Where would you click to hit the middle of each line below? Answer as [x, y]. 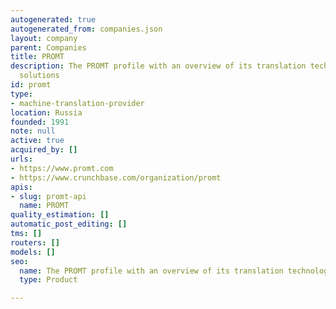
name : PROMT [44, 206]
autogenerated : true [53, 19]
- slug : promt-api [48, 196]
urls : [21, 159]
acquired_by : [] [44, 150]
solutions [39, 76]
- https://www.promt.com [62, 168]
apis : [21, 187]
